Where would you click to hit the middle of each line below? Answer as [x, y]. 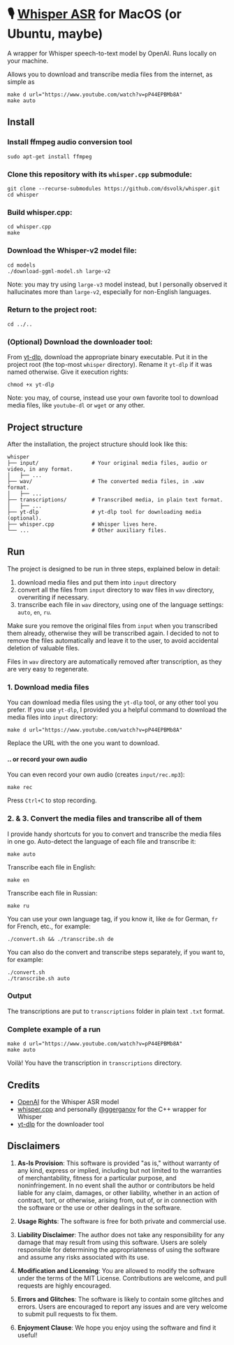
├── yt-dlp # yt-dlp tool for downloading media [104, 512]
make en [19, 880]
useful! [27, 1334]
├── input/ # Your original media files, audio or [108, 463]
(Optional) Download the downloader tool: [80, 342]
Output [20, 996]
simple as [21, 81]
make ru [19, 906]
